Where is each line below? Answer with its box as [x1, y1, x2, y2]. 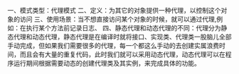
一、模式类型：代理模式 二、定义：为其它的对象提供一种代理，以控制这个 [7, 6, 221, 14]
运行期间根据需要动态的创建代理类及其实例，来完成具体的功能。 [13, 59, 201, 67]
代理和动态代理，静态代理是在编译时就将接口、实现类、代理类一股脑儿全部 [13, 32, 232, 41]
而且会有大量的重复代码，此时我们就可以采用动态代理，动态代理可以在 [19, 50, 225, 58]
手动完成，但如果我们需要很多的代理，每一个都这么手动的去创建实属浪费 [7, 42, 219, 49]
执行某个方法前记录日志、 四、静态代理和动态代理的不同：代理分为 [26, 24, 221, 32]
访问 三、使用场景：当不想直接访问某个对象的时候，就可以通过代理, [19, 15, 217, 23]
